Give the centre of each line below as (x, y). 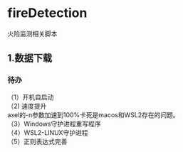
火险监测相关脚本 (32, 33)
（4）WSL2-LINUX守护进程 (48, 132)
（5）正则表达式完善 (37, 141)
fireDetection (47, 13)
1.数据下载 (30, 58)
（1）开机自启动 (31, 97)
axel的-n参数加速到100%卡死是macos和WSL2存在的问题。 (93, 114)
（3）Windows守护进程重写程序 (54, 124)
